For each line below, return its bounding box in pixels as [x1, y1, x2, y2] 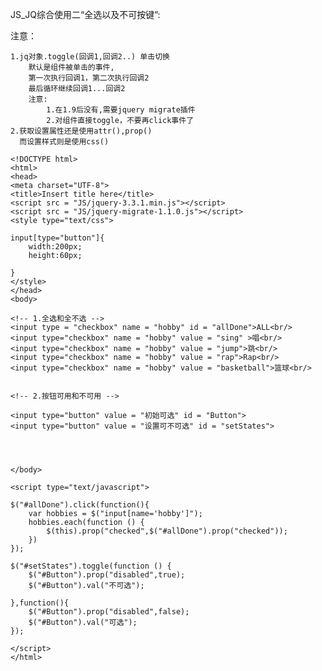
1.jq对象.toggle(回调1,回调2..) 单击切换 [10, 52, 170, 62]
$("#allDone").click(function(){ [10, 500, 150, 510]
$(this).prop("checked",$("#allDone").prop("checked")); [46, 526, 288, 536]
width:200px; [28, 242, 83, 252]
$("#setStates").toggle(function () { [10, 561, 172, 571]
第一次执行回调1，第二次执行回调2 [28, 73, 150, 83]
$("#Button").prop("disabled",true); [28, 570, 186, 580]
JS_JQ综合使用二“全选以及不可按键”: [10, 9, 161, 20]
